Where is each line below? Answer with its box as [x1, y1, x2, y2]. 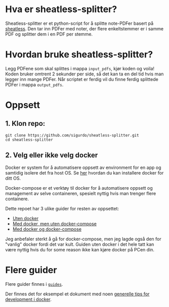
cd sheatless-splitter [5, 137, 53, 142]
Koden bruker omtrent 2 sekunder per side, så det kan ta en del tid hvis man [5, 71, 164, 77]
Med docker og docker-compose [12, 226, 82, 232]
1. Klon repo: [5, 119, 46, 128]
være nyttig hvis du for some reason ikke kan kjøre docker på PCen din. [5, 246, 155, 252]
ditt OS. [5, 175, 21, 181]
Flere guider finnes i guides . [5, 281, 63, 287]
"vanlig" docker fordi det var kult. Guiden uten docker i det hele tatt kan [5, 241, 154, 247]
